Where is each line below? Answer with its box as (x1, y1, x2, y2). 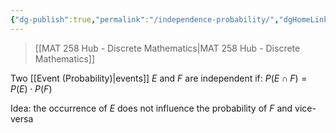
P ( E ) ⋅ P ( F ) (10, 82, 53, 95)
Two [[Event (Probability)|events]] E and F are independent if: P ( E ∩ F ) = (10, 72, 308, 84)
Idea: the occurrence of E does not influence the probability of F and (10, 102, 293, 114)
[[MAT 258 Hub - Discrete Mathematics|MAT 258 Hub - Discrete (34, 42, 301, 54)
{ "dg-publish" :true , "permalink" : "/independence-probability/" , (10, 14, 280, 25)
